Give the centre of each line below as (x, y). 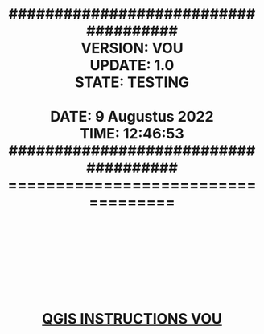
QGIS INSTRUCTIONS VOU (132, 319)
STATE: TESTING (132, 82)
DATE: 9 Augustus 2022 (132, 117)
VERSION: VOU (132, 48)
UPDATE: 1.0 (132, 66)
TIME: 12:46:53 (132, 134)
